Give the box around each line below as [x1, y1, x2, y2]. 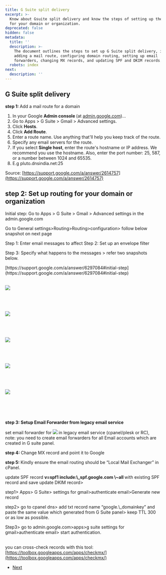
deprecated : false [5, 26, 43, 31]
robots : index [9, 62, 39, 67]
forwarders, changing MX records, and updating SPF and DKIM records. [14, 58, 163, 63]
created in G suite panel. [5, 440, 55, 446]
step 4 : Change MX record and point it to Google [5, 450, 105, 456]
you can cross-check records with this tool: [5, 544, 94, 550]
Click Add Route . [12, 128, 47, 134]
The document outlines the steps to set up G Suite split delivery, [14, 49, 158, 54]
